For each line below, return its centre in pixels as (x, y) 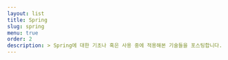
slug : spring (26, 26)
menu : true (23, 33)
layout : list (26, 13)
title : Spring (28, 20)
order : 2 (20, 39)
